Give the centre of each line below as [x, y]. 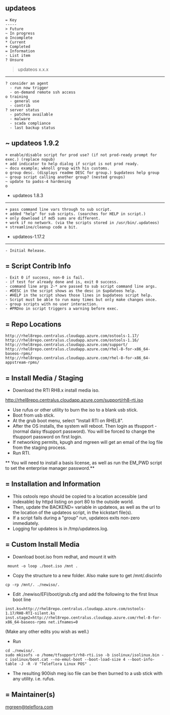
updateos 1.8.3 [28, 195]
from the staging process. [39, 447]
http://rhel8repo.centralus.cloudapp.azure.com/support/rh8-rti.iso [74, 400]
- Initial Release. [26, 250]
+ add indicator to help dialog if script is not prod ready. [72, 164]
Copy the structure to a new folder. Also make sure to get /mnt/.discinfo [87, 575]
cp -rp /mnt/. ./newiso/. [32, 585]
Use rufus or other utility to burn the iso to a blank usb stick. [75, 410]
